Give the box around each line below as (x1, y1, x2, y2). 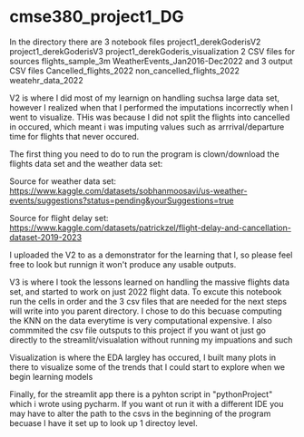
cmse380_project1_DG (9, 6, 184, 27)
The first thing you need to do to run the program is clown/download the (9, 148, 279, 160)
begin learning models (9, 371, 93, 382)
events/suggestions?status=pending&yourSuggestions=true (9, 195, 234, 206)
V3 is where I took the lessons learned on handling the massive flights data (9, 277, 290, 287)
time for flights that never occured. (9, 131, 140, 141)
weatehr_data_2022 (9, 74, 83, 85)
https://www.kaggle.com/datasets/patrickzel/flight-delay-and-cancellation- (9, 222, 292, 233)
